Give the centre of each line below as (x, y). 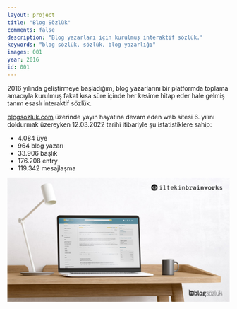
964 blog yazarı (41, 146)
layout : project (31, 15)
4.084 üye (32, 138)
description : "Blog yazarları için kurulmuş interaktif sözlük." (105, 37)
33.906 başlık (37, 153)
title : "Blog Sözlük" (39, 22)
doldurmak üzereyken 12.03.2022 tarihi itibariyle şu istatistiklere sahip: (110, 124)
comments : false (31, 30)
